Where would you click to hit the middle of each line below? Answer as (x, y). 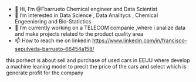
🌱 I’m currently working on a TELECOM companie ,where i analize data (100, 28)
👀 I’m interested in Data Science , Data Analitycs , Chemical (86, 15)
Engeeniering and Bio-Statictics (53, 21)
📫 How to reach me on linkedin (53, 40)
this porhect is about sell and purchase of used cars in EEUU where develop (98, 60)
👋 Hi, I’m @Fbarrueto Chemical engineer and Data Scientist (86, 9)
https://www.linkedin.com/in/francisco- (140, 40)
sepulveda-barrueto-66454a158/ (55, 49)
